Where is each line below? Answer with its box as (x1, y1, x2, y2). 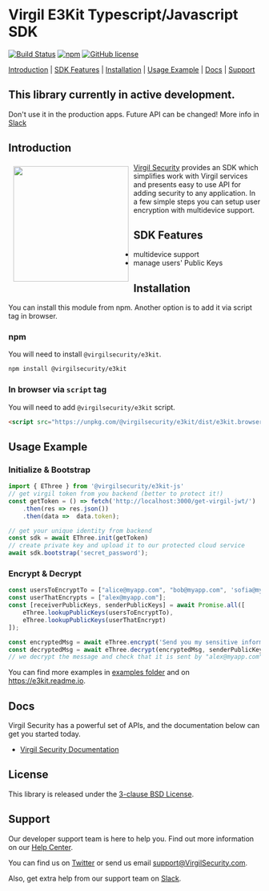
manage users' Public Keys (133, 258, 223, 268)
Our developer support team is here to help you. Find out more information (8, 833, 255, 844)
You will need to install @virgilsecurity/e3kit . (8, 349, 162, 359)
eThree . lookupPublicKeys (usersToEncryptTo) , (22, 608, 174, 617)
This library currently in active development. (8, 88, 235, 102)
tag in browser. (8, 311, 58, 321)
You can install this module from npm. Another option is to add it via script (8, 303, 252, 312)
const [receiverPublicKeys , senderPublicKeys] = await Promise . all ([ (8, 601, 246, 609)
